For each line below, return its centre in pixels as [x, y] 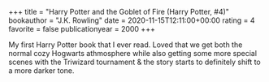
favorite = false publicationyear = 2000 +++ [82, 29]
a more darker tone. [41, 71]
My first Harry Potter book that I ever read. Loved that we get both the [126, 45]
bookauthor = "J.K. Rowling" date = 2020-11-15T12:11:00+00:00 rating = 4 [132, 20]
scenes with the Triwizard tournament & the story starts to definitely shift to [135, 62]
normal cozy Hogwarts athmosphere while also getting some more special [133, 53]
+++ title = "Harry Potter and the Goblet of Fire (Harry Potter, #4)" [119, 12]
